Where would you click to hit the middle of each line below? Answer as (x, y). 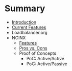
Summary (25, 9)
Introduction (24, 22)
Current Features (29, 27)
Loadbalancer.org (29, 32)
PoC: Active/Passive (47, 64)
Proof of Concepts (38, 53)
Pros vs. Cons (33, 48)
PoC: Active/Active (45, 58)
